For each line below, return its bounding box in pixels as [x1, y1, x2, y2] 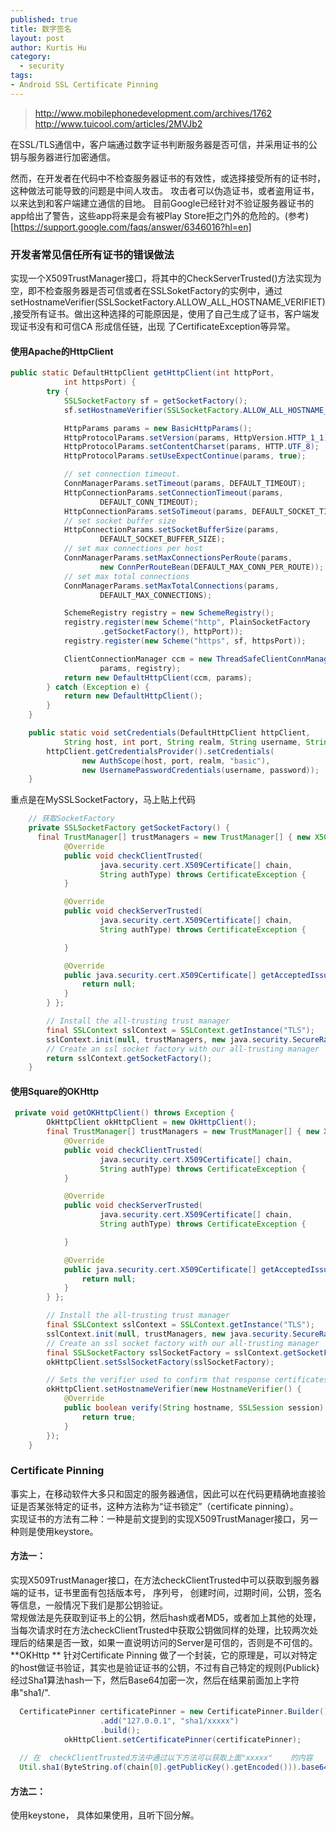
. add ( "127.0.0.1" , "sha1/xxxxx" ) [99, 1716, 240, 1726]
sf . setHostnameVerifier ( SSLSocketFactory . [63, 405, 244, 415]
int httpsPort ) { [63, 377, 137, 388]
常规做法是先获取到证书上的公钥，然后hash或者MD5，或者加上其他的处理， [10, 1611, 322, 1623]
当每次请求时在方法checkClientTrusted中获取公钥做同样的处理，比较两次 [10, 1624, 310, 1636]
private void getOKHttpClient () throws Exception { [14, 1108, 235, 1118]
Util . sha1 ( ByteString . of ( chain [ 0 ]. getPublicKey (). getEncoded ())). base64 [19, 1762, 329, 1773]
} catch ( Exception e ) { [46, 682, 150, 692]
